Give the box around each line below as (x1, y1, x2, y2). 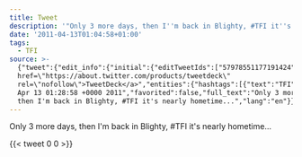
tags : (9, 38, 30, 48)
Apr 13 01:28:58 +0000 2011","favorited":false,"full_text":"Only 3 (17, 88, 280, 97)
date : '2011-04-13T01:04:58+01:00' (9, 30, 143, 39)
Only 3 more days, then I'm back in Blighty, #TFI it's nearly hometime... (9, 121, 272, 132)
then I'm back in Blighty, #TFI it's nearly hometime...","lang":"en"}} (17, 96, 296, 106)
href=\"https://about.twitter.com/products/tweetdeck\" (17, 72, 231, 81)
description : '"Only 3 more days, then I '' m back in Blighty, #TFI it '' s (9, 22, 292, 31)
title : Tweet (9, 13, 58, 22)
